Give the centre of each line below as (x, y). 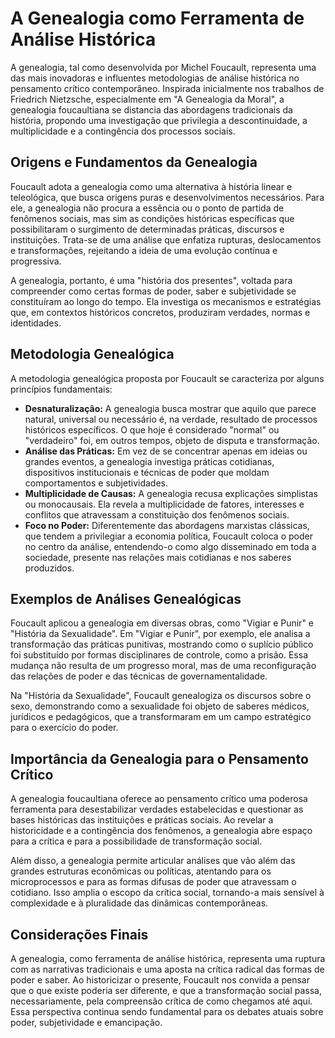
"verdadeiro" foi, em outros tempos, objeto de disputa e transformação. (172, 440)
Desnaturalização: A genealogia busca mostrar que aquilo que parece (170, 408)
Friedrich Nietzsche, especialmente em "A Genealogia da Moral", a (147, 99)
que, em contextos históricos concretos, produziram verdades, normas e (160, 312)
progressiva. (36, 261)
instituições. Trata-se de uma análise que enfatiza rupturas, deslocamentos (166, 239)
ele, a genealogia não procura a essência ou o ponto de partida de (147, 208)
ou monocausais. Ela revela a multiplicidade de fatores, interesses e (164, 504)
